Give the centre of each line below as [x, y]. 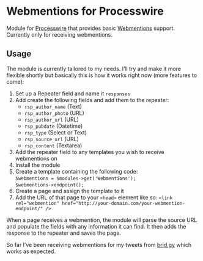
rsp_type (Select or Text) [56, 132]
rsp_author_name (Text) [53, 106]
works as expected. [31, 251]
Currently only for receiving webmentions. [60, 34]
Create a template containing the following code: [76, 171]
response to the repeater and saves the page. [64, 233]
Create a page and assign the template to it [69, 191]
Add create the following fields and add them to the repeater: [92, 100]
